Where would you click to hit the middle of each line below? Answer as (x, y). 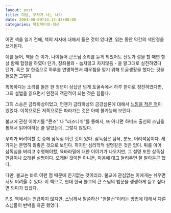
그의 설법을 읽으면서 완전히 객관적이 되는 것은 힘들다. (58, 93)
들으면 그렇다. (19, 76)
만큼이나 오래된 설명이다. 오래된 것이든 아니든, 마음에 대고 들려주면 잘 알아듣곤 (83, 158)
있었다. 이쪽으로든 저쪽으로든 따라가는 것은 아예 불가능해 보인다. (69, 111)
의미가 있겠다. (24, 188)
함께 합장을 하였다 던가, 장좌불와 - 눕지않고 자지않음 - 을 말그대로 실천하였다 (86, 63)
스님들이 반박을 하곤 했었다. (33, 205)
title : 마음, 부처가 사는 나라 (34, 15)
